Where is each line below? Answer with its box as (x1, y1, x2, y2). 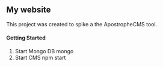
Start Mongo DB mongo (14, 48, 74, 55)
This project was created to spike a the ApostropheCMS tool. (6, 20, 158, 28)
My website (6, 5, 51, 15)
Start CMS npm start (14, 54, 66, 62)
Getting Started (6, 34, 46, 41)
